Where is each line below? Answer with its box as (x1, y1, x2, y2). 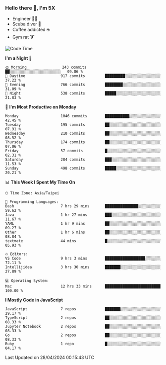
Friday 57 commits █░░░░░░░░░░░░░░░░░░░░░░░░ (5, 149, 161, 154)
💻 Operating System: (5, 278, 50, 283)
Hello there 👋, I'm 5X (5, 4, 55, 11)
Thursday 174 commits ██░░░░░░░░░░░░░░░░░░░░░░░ (5, 140, 161, 145)
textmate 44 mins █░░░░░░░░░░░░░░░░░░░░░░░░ (5, 239, 161, 244)
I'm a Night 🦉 (5, 55, 32, 61)
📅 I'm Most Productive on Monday (5, 104, 77, 110)
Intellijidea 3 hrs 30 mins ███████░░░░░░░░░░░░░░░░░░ (5, 265, 161, 270)
